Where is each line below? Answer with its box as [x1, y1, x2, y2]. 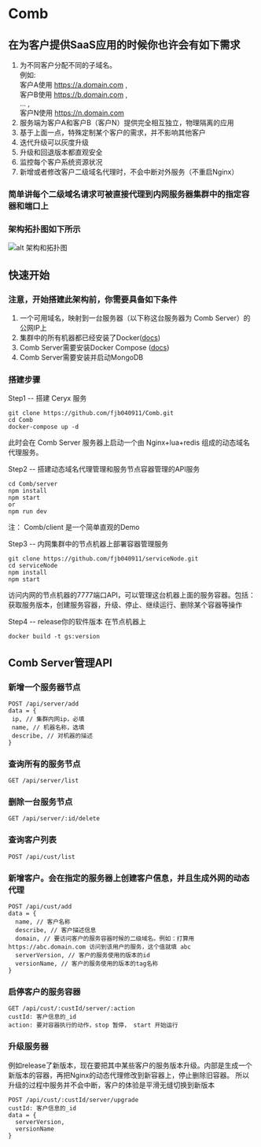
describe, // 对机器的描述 [11, 731, 93, 740]
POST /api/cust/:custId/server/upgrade [8, 1096, 139, 1104]
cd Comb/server [8, 480, 58, 488]
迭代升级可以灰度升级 [19, 138, 89, 146]
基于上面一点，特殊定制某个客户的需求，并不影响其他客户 [19, 128, 206, 137]
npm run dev [8, 508, 47, 516]
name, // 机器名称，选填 [11, 723, 85, 731]
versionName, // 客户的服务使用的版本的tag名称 [15, 960, 159, 968]
